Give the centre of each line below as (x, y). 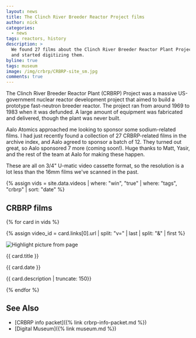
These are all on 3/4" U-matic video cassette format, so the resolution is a (95, 166)
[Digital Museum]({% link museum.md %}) (65, 329)
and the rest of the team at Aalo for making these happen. (76, 154)
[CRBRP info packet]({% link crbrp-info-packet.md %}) (80, 322)
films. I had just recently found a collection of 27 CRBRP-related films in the (96, 136)
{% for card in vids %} (33, 222)
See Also (22, 308)
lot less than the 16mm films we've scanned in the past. (72, 172)
